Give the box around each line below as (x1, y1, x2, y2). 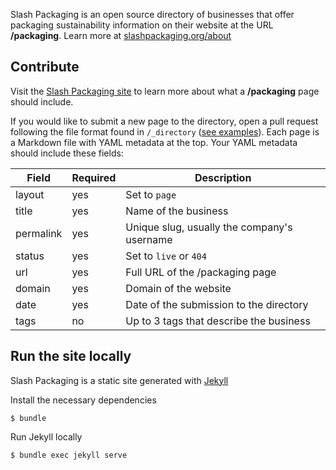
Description (194, 170, 252, 184)
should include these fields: (10, 147, 124, 159)
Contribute (10, 59, 80, 76)
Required (71, 170, 117, 184)
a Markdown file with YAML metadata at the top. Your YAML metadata (10, 136, 298, 148)
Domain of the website (125, 281, 232, 295)
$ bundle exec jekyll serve (10, 450, 128, 460)
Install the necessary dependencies (10, 394, 157, 406)
